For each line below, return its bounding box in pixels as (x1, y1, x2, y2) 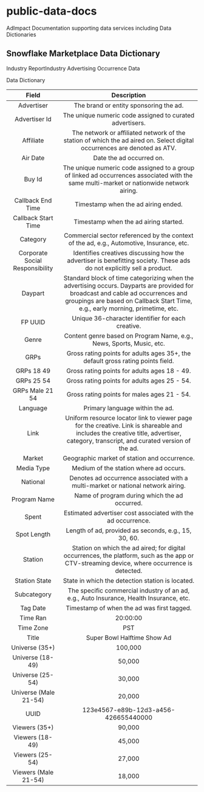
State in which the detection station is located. (63, 576, 195, 585)
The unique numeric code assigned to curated (63, 111, 195, 119)
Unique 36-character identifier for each (72, 314, 186, 322)
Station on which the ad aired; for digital (72, 543, 186, 552)
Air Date (21, 153, 45, 162)
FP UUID (21, 318, 46, 326)
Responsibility (13, 263, 53, 272)
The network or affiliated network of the (72, 128, 186, 137)
